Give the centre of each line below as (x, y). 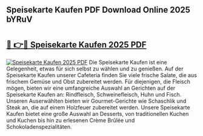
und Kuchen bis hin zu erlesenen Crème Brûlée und (71, 120)
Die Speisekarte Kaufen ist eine (128, 62)
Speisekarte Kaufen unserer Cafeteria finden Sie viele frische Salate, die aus (101, 75)
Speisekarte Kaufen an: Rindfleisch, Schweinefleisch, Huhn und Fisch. (94, 94)
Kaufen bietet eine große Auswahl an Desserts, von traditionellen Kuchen (98, 114)
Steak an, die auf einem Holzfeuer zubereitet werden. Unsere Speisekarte (98, 107)
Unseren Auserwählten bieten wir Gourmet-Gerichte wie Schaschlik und (96, 101)
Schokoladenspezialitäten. (39, 127)
